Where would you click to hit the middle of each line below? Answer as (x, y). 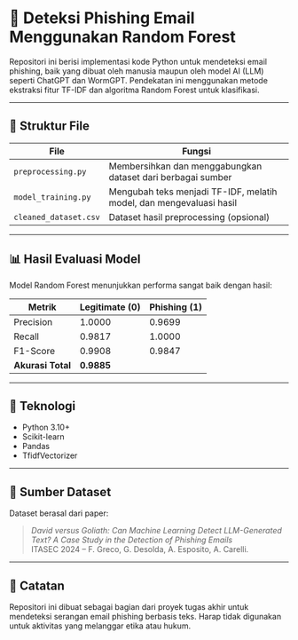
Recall (27, 336)
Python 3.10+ (46, 427)
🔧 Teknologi (43, 406)
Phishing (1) (176, 307)
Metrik (42, 307)
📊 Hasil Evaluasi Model (75, 260)
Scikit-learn (43, 437)
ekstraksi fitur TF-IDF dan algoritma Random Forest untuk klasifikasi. (134, 90)
